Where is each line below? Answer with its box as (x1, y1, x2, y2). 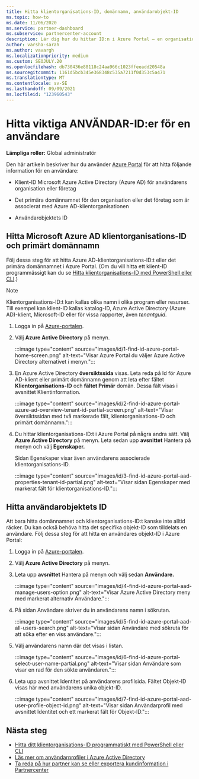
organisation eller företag (14, 185, 76, 192)
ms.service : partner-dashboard (6, 25, 84, 31)
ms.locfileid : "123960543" (6, 91, 73, 97)
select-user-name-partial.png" (14, 660, 90, 667)
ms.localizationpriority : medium (6, 53, 89, 59)
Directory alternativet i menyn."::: (14, 358, 96, 365)
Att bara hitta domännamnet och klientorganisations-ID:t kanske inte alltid (6, 517, 185, 525)
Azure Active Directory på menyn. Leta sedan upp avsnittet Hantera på (14, 437, 191, 444)
